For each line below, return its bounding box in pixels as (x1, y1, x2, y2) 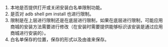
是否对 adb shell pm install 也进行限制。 (10, 11, 94, 17)
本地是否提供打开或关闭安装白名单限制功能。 (10, 5, 105, 10)
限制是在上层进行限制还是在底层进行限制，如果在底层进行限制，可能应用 (10, 17, 163, 23)
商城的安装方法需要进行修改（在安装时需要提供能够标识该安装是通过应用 (10, 24, 163, 30)
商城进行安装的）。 (10, 30, 49, 36)
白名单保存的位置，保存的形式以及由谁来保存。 (10, 36, 109, 42)
